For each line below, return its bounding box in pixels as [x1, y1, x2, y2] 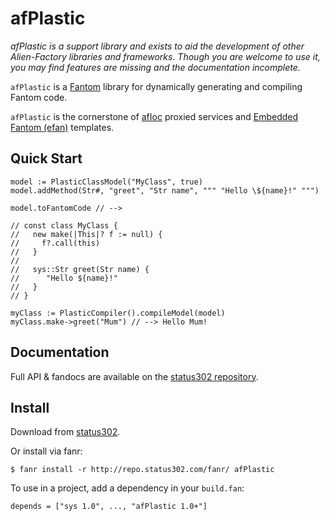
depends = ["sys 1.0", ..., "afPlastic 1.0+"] [10, 502, 208, 512]
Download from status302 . [10, 426, 121, 438]
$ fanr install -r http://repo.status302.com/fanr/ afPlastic [10, 465, 275, 475]
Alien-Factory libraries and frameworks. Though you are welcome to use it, [10, 50, 321, 62]
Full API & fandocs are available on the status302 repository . [10, 370, 259, 382]
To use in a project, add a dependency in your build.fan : [10, 482, 245, 494]
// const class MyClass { [10, 220, 118, 231]
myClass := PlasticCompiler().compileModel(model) [10, 308, 226, 318]
